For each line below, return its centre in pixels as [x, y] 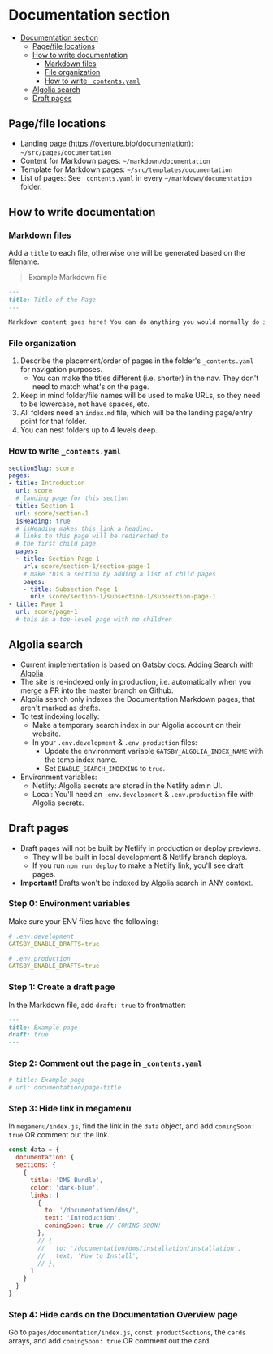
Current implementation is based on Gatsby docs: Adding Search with [137, 664]
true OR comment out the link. [59, 1135]
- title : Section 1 [41, 506]
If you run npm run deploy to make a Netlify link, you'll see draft [138, 865]
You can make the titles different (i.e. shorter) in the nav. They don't [145, 378]
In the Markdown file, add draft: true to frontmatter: [97, 1005]
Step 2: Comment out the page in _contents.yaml [106, 1063]
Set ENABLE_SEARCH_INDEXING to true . [104, 768]
